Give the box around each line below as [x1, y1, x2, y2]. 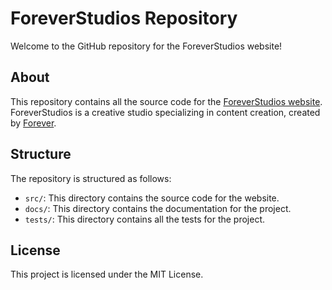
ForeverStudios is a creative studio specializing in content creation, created [10, 106, 321, 118]
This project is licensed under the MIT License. [10, 268, 204, 281]
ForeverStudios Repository [10, 7, 238, 30]
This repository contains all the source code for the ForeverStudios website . [10, 95, 323, 107]
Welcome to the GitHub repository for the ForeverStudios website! [10, 40, 283, 52]
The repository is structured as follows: [10, 172, 172, 184]
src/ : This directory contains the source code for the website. [24, 192, 280, 204]
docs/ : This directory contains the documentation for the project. [24, 202, 292, 214]
